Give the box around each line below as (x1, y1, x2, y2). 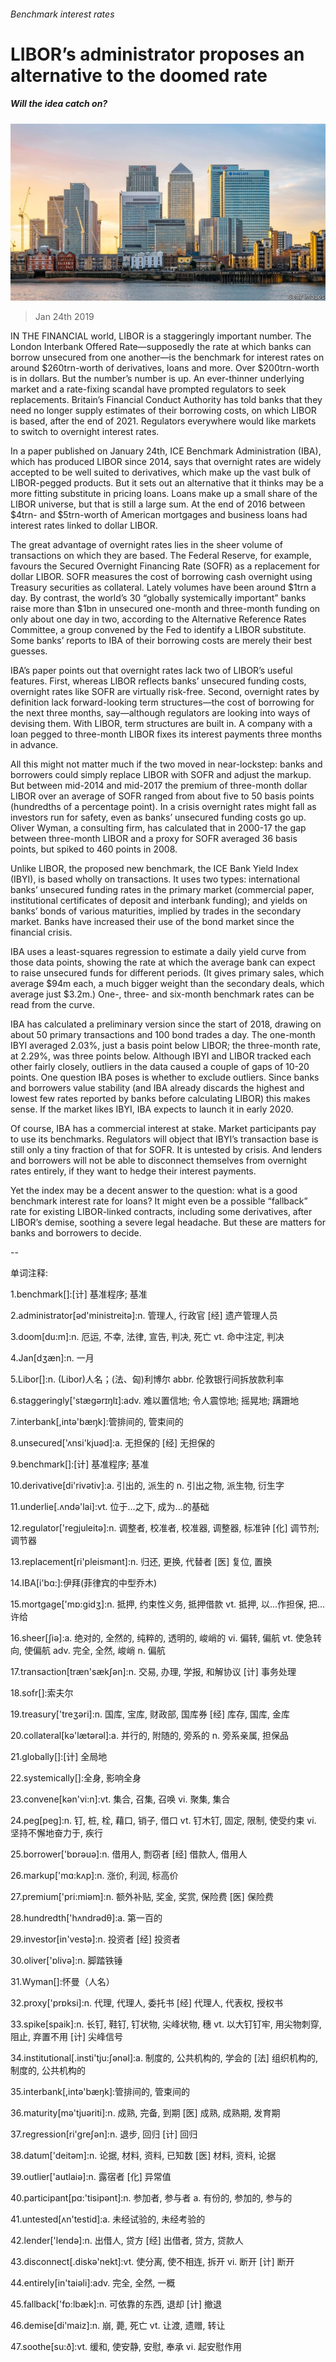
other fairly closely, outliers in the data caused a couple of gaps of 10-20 (10, 1061, 310, 1073)
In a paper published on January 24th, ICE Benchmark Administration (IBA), (10, 445, 322, 457)
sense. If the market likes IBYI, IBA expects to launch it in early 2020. (10, 1103, 294, 1115)
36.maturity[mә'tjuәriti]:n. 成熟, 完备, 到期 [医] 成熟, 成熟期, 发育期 (10, 2107, 281, 2119)
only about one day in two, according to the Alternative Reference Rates (10, 613, 307, 625)
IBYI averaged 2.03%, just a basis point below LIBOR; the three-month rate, (10, 1040, 322, 1052)
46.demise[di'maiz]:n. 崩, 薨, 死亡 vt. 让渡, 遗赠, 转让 (10, 2320, 226, 2332)
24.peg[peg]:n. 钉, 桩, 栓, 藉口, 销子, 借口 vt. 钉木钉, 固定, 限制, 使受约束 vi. (10, 1815, 317, 1827)
